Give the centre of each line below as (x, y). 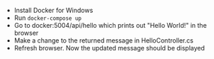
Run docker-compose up (47, 18)
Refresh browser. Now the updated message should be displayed (109, 48)
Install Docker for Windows (53, 10)
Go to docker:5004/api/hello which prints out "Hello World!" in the (110, 25)
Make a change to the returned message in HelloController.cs (103, 41)
